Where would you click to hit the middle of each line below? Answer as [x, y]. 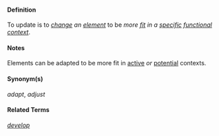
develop [19, 125]
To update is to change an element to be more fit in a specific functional [109, 25]
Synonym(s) [25, 79]
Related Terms [28, 110]
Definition [22, 10]
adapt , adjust [26, 94]
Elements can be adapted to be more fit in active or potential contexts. [107, 63]
